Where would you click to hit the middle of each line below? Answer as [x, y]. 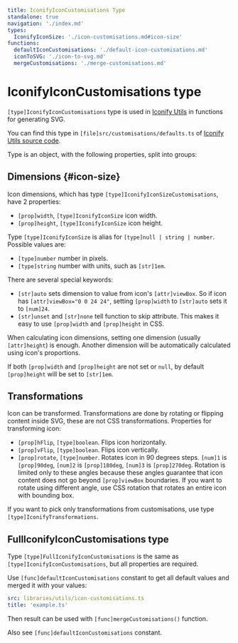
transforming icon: [34, 428]
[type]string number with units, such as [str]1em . [92, 266]
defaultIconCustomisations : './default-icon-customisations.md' [111, 50]
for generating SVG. [37, 119]
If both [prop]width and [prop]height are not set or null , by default [106, 366]
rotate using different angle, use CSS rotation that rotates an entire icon [122, 488]
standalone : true [33, 17]
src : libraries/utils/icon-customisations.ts [76, 599]
